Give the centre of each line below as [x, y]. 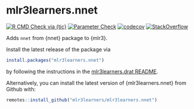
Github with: [21, 89]
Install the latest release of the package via [59, 49]
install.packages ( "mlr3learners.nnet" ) [55, 60]
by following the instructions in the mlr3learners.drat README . [82, 71]
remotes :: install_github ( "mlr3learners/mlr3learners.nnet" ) [82, 100]
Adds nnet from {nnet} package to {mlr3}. [57, 38]
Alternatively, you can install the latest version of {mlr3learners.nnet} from [96, 82]
